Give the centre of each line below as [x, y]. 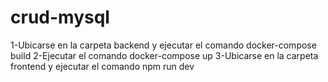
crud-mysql [60, 17]
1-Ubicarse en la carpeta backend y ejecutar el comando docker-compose [163, 45]
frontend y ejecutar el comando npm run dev [102, 66]
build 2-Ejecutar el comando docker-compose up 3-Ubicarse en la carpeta [164, 55]
